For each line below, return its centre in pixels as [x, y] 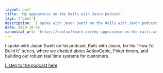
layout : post [18, 9]
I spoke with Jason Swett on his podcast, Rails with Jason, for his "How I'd [80, 46]
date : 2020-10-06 [23, 28]
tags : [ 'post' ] [20, 18]
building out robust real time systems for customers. [57, 56]
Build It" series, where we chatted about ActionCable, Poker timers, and [77, 51]
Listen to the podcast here [31, 65]
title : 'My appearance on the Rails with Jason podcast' [64, 14]
